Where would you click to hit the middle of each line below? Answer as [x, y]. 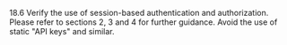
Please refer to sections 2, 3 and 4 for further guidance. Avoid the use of [143, 22]
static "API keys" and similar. [62, 31]
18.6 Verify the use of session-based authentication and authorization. [139, 13]
